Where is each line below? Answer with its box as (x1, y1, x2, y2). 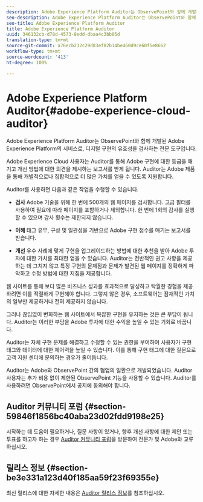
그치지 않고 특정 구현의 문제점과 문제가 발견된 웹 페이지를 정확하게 (33, 262, 188, 269)
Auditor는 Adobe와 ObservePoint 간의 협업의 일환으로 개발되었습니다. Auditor (6, 367, 193, 374)
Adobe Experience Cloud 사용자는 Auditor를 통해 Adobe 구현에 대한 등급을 (6, 158, 187, 165)
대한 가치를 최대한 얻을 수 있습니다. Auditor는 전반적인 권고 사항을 (26, 255, 181, 262)
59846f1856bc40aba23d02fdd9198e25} (6, 411, 165, 421)
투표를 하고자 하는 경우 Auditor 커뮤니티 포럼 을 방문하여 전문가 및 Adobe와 (6, 435, 182, 443)
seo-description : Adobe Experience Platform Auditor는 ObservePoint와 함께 (6, 15, 196, 21)
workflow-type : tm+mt (6, 48, 61, 54)
